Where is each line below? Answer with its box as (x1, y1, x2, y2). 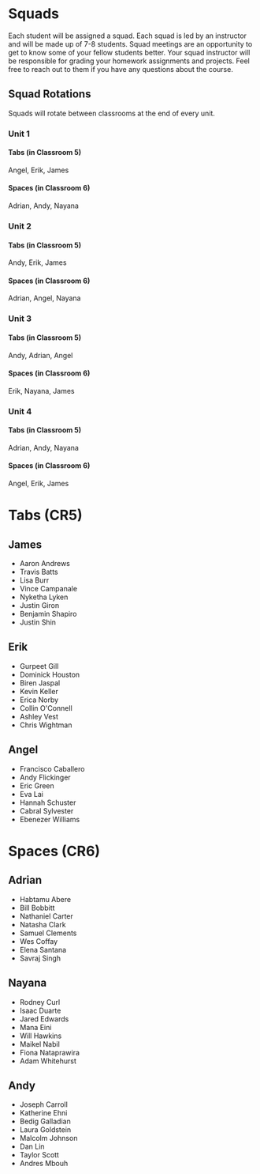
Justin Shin (19, 617, 57, 627)
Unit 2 (8, 221, 32, 232)
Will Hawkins (19, 1031, 62, 1040)
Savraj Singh (19, 953, 61, 963)
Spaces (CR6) (8, 842, 101, 860)
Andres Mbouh (19, 1159, 69, 1168)
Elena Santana (19, 945, 67, 954)
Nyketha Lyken (19, 592, 69, 602)
